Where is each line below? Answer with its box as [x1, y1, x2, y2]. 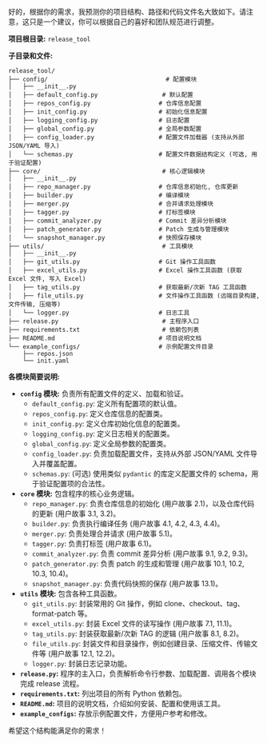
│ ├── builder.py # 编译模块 [8, 191, 190, 199]
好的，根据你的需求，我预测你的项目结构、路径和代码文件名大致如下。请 [8, 7, 246, 16]
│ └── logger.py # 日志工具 [8, 309, 190, 317]
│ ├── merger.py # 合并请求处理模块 [8, 200, 214, 208]
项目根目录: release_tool [8, 34, 91, 43]
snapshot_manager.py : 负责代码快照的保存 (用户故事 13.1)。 [31, 579, 223, 588]
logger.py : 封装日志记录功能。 [31, 659, 132, 668]
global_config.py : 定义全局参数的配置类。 [31, 439, 171, 448]
